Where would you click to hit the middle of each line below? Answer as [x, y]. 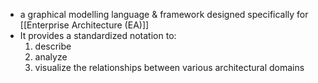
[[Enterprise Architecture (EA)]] [84, 25]
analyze [51, 57]
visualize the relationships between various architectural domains [169, 67]
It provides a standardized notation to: [98, 35]
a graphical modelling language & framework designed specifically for [164, 14]
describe [53, 46]
